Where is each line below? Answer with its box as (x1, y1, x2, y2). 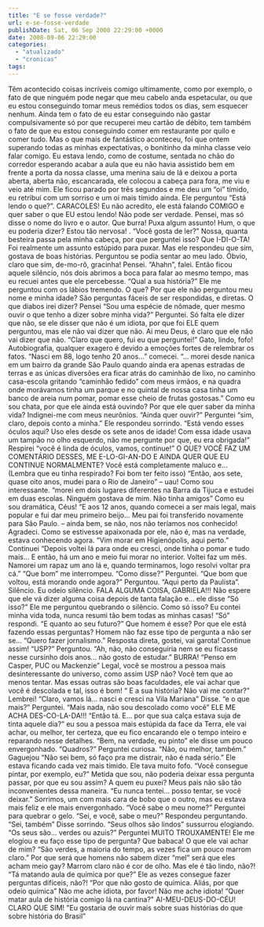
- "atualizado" (15, 48, 65, 56)
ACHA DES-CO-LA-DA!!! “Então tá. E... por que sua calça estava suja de (8, 711, 241, 720)
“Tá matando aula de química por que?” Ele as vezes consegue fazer (8, 870, 231, 879)
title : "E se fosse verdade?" (8, 11, 108, 20)
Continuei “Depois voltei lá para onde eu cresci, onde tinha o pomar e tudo (8, 543, 250, 553)
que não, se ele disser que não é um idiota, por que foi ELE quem (8, 318, 219, 327)
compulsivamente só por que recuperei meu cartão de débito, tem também (8, 117, 251, 127)
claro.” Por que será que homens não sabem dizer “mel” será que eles (8, 852, 236, 862)
